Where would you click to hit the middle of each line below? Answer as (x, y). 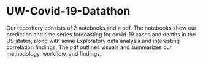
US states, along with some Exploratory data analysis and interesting (93, 41)
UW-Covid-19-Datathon (68, 11)
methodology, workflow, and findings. (54, 53)
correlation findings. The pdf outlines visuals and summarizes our (89, 47)
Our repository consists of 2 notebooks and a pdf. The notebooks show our (101, 28)
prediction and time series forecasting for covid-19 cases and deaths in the (101, 34)
